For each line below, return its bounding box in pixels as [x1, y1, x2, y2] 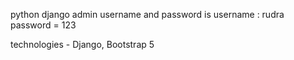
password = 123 [10, 19, 77, 31]
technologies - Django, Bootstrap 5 [10, 39, 155, 50]
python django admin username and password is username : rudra [10, 9, 285, 20]
